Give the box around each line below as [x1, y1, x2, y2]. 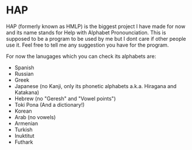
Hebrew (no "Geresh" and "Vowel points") [14, 95, 116, 102]
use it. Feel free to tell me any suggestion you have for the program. [6, 41, 169, 48]
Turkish [14, 126, 33, 133]
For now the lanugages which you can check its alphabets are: [6, 53, 156, 60]
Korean [14, 107, 32, 114]
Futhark [14, 138, 33, 145]
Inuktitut [14, 132, 35, 139]
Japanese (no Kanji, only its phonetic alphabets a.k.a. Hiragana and [14, 82, 177, 89]
